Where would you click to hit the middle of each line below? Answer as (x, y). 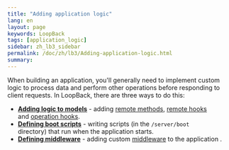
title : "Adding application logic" (60, 14)
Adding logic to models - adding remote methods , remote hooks (112, 109)
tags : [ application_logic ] (47, 40)
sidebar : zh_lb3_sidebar (44, 47)
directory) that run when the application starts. (85, 131)
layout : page (27, 27)
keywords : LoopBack (36, 34)
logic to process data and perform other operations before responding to (114, 87)
